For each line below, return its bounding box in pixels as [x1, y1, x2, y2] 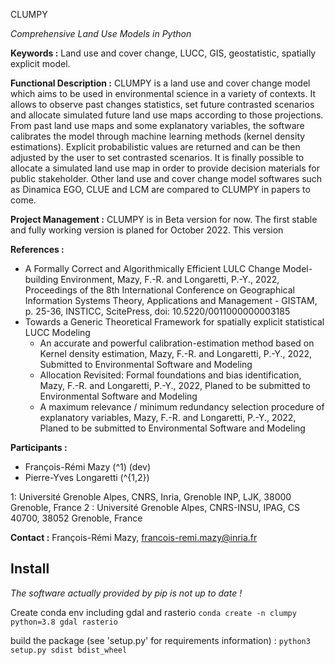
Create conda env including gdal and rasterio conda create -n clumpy [10, 606, 297, 618]
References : [10, 244, 65, 255]
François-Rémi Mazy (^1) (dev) [24, 461, 152, 473]
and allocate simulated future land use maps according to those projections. [10, 109, 324, 121]
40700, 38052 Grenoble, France [10, 512, 143, 524]
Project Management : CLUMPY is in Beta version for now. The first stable [10, 214, 318, 225]
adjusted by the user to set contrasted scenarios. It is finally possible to [10, 152, 305, 163]
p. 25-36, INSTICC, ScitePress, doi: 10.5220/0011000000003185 [24, 305, 291, 317]
